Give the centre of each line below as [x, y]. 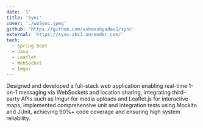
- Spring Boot [30, 46]
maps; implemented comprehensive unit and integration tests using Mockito [101, 105]
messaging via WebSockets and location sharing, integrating [95, 93]
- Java [20, 52]
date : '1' [19, 12]
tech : [13, 40]
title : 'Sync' [24, 18]
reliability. [18, 118]
